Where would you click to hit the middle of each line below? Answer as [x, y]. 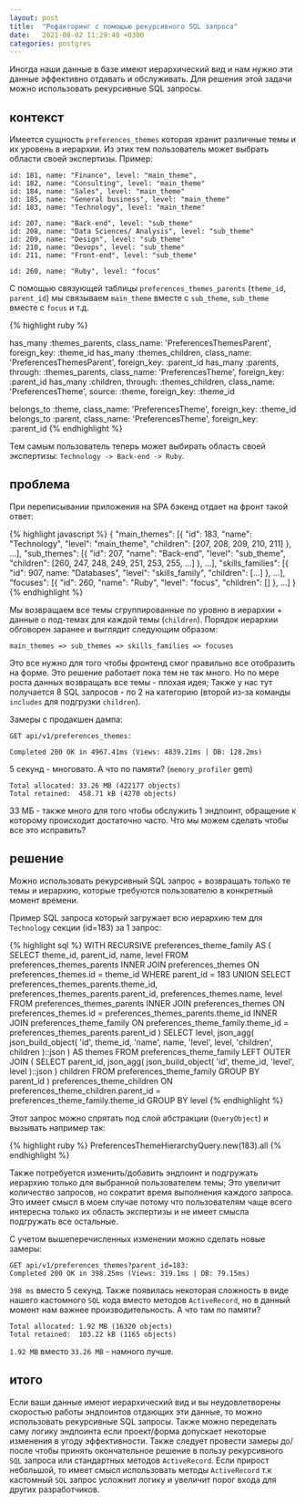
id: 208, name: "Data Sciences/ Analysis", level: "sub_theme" [132, 232]
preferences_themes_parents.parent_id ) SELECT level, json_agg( [132, 1032]
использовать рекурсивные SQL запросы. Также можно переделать [143, 1421]
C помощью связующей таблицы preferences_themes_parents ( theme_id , [148, 288]
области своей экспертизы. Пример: [81, 159]
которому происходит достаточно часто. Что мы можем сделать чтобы [149, 820]
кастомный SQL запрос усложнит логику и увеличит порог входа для [143, 1479]
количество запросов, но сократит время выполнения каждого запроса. [152, 1192]
